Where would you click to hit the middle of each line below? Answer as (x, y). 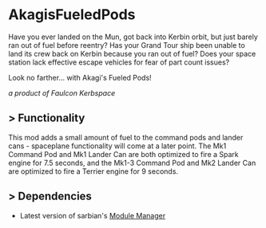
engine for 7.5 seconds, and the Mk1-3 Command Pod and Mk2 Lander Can (132, 163)
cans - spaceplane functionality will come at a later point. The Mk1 (117, 146)
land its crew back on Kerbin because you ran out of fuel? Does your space (132, 53)
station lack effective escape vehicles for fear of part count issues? (119, 62)
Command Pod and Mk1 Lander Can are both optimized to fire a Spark (124, 154)
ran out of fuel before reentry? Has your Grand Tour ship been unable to (127, 45)
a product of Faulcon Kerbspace (62, 92)
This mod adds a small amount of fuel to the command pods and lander (126, 137)
